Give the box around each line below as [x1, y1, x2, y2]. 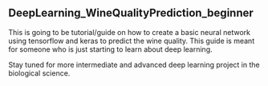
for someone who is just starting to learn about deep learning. [8, 44, 213, 54]
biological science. [8, 68, 71, 78]
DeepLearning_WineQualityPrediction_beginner [8, 6, 254, 20]
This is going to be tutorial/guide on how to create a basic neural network [8, 27, 251, 37]
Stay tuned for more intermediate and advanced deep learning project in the [8, 60, 260, 69]
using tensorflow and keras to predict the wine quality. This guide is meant [8, 36, 255, 45]
